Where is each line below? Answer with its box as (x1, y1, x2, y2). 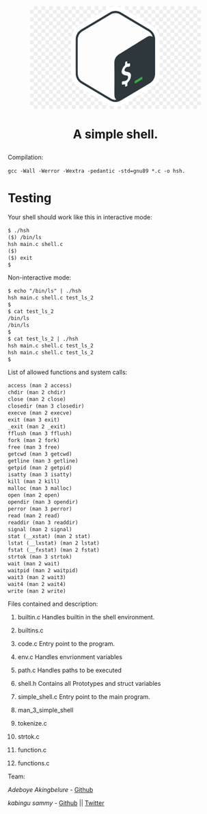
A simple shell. (72, 127, 158, 143)
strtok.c (17, 732, 40, 741)
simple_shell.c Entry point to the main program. (17, 693, 151, 701)
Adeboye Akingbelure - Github (8, 786, 94, 794)
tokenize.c (17, 719, 47, 728)
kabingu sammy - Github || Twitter (8, 799, 105, 807)
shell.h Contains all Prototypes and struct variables (17, 680, 161, 688)
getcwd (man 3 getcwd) (8, 451, 72, 458)
